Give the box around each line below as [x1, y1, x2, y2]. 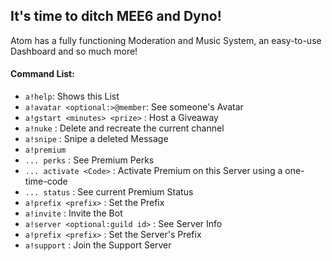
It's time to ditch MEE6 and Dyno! [10, 8, 222, 25]
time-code [24, 175, 68, 188]
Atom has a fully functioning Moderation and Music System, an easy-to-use [10, 34, 322, 46]
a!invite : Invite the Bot [24, 207, 123, 219]
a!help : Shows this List [24, 90, 120, 103]
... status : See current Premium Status [24, 186, 194, 198]
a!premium [24, 145, 67, 156]
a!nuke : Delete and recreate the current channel [24, 122, 225, 134]
